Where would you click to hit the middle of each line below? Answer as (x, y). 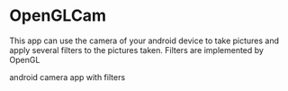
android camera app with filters (67, 77)
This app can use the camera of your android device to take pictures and (144, 41)
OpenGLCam (58, 16)
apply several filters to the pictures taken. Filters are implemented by (136, 50)
